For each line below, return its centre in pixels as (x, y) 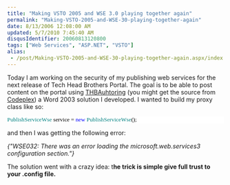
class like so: (25, 106)
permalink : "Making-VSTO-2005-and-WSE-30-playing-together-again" (104, 20)
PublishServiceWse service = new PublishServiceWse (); (72, 120)
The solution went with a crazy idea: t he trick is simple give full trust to (109, 166)
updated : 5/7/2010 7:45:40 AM (51, 33)
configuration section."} (41, 153)
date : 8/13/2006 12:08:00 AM (49, 26)
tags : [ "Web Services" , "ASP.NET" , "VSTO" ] (71, 45)
